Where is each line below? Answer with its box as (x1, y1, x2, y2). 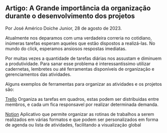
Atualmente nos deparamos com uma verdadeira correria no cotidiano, (5, 35, 152, 41)
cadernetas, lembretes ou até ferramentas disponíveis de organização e (5, 66, 154, 72)
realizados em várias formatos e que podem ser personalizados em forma (5, 116, 158, 122)
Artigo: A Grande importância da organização (5, 4, 151, 13)
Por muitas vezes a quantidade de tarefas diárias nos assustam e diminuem (5, 55, 162, 61)
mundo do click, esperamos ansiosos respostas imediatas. (5, 45, 127, 52)
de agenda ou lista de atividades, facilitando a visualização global (5, 121, 141, 127)
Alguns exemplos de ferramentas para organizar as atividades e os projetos (5, 81, 162, 87)
